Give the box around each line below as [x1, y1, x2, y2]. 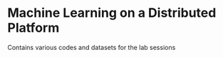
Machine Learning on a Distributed [7, 5, 217, 21]
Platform [7, 20, 60, 36]
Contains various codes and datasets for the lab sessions [7, 43, 176, 51]
